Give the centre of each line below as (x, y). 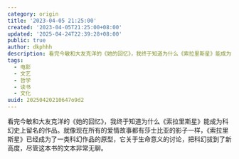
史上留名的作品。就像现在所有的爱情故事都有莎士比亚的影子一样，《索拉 (118, 130)
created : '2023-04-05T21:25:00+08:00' (65, 27)
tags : (15, 61)
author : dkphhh (30, 47)
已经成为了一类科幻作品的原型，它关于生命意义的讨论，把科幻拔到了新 (129, 139)
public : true (27, 41)
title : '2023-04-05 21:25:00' (52, 21)
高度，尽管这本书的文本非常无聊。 (57, 148)
